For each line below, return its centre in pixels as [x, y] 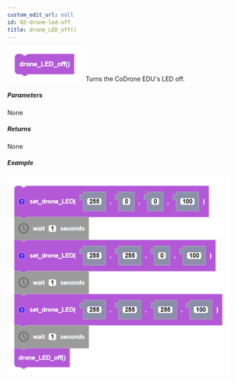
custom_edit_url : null [40, 15]
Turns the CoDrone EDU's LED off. [135, 79]
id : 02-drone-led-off [39, 22]
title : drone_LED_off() [42, 29]
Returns [19, 129]
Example [20, 162]
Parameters [25, 95]
